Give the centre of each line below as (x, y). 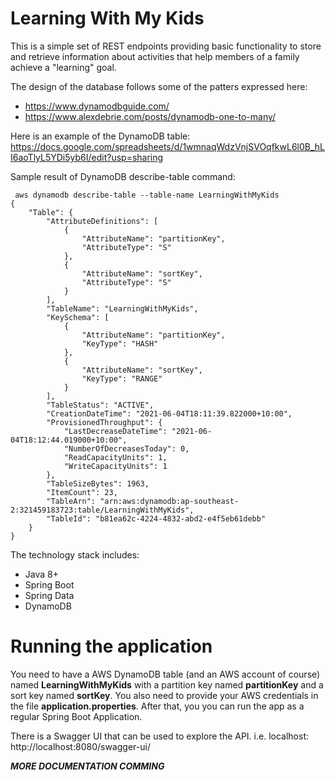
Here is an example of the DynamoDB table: (100, 136)
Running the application (111, 646)
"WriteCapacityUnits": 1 (115, 466)
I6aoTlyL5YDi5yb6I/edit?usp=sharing (87, 157)
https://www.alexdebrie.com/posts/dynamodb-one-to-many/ (150, 116)
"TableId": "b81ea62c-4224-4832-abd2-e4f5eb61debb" (156, 518)
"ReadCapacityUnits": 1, (115, 457)
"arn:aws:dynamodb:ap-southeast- (169, 501)
